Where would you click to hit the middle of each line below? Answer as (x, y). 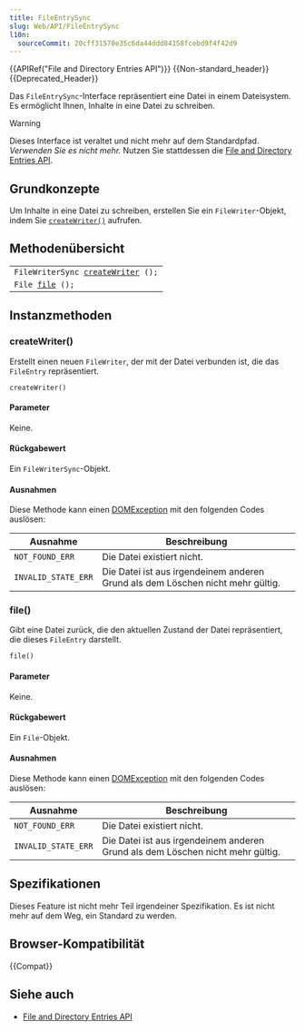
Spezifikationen (55, 884)
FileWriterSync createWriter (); (86, 272)
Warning (25, 123)
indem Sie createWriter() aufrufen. (76, 221)
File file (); (44, 284)
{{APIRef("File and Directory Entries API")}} (90, 69)
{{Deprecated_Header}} (54, 79)
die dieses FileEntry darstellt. (65, 640)
